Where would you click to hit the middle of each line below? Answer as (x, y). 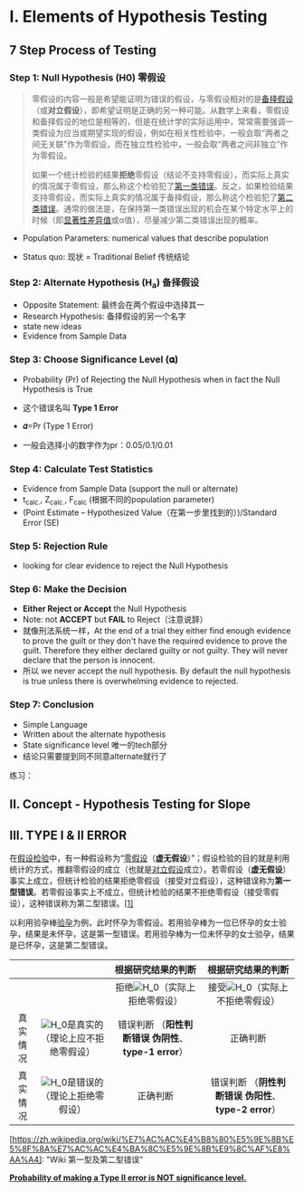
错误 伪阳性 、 (253, 1095)
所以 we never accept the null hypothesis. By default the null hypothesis (157, 671)
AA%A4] (26, 1159)
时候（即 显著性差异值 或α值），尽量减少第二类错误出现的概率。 (147, 220)
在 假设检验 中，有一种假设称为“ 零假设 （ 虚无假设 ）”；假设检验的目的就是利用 (150, 858)
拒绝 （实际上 (156, 987)
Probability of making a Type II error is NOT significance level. (128, 1178)
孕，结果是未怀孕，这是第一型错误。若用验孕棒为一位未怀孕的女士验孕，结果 (152, 933)
